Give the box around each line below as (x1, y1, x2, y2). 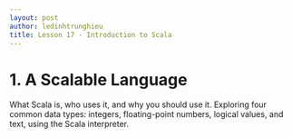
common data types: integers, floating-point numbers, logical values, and (9, 109, 284, 120)
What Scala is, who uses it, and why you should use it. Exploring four (9, 99, 268, 110)
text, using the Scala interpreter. (9, 119, 130, 130)
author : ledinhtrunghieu (9, 22, 103, 31)
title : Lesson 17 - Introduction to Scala (9, 30, 172, 39)
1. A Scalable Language (9, 69, 188, 90)
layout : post (9, 13, 59, 23)
